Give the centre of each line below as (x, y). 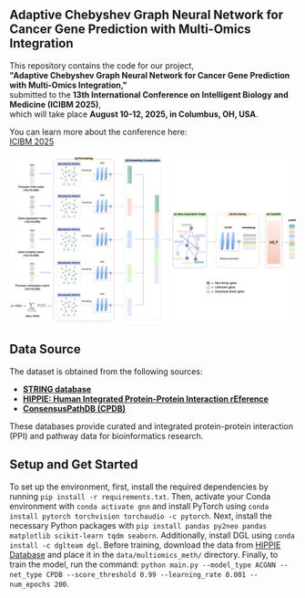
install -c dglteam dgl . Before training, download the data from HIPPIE (145, 545)
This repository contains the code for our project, (102, 65)
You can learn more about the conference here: (98, 131)
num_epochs (30, 584)
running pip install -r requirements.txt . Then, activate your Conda (140, 496)
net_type (26, 574)
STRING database (57, 389)
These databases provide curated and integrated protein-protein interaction (152, 426)
